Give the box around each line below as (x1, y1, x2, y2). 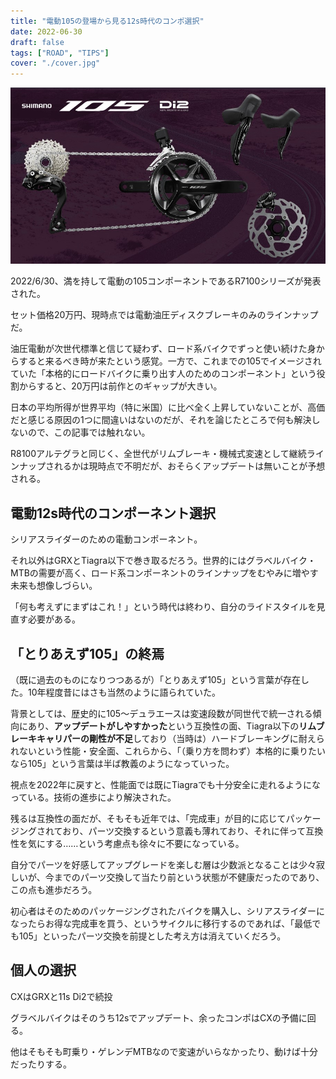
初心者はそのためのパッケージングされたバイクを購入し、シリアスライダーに (10, 905, 325, 917)
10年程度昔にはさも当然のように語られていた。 (27, 686, 222, 699)
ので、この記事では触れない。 (27, 426, 151, 439)
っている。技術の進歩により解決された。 (10, 791, 177, 804)
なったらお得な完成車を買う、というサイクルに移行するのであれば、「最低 (10, 918, 313, 930)
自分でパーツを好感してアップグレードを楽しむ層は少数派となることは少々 (10, 859, 317, 871)
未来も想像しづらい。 (10, 580, 98, 592)
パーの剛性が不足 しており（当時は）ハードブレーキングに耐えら (62, 733, 325, 745)
